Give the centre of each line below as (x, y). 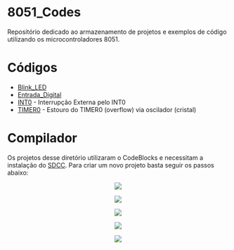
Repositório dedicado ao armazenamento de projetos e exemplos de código (117, 32)
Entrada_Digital (39, 94)
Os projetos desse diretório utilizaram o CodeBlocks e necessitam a (105, 157)
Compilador (42, 138)
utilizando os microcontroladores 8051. (64, 39)
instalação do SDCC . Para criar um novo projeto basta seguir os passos (111, 165)
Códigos (32, 68)
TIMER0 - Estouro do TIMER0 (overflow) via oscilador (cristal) (107, 109)
